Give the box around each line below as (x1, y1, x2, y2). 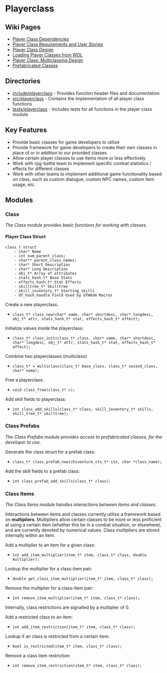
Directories (5, 77, 41, 85)
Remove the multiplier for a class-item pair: (5, 585, 94, 591)
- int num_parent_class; (14, 253, 66, 258)
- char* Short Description (14, 262, 70, 267)
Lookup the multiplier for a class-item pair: (5, 566, 93, 572)
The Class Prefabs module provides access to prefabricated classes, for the (5, 434, 163, 440)
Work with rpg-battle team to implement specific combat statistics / (12, 160, 152, 166)
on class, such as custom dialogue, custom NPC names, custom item (12, 176, 155, 182)
